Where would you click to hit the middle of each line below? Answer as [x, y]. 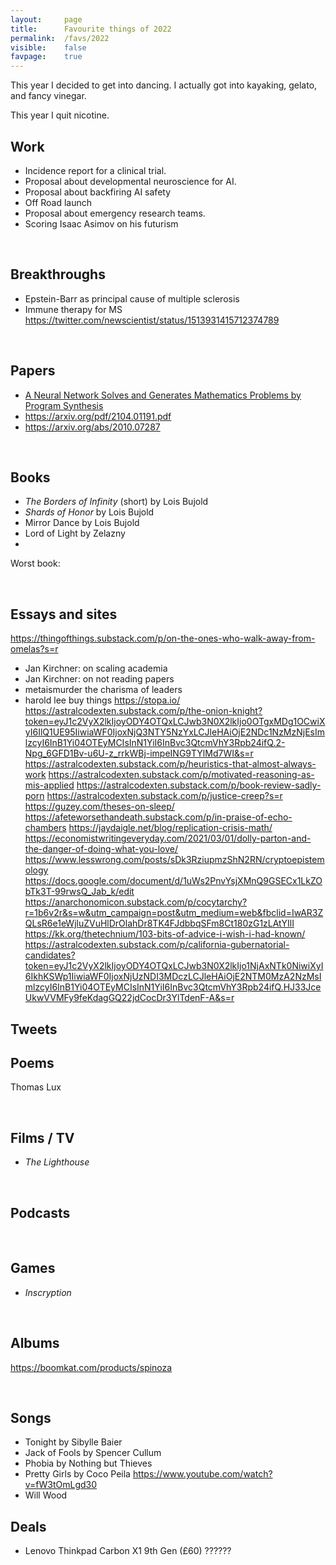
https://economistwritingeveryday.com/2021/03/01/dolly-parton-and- [168, 838]
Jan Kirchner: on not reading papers [99, 679]
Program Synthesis [64, 405]
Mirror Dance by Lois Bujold [82, 523]
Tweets [34, 1029]
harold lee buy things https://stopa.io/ [102, 700]
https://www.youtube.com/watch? [202, 1474]
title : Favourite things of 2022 [91, 29]
